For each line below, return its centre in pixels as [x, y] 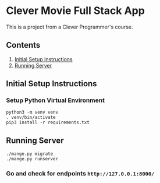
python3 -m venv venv [32, 112]
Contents [23, 45]
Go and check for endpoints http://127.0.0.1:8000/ [80, 174]
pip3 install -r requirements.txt [48, 123]
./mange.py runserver [32, 159]
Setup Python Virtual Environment [55, 100]
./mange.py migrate [30, 154]
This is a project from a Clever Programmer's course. [70, 27]
